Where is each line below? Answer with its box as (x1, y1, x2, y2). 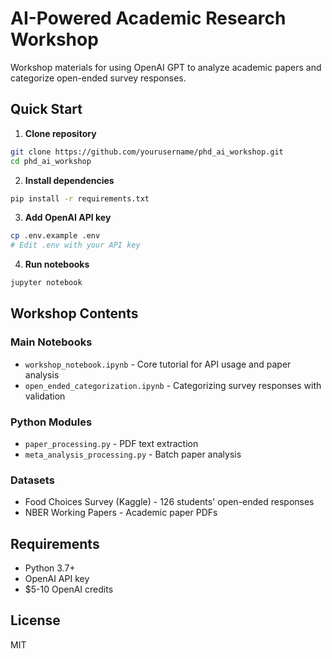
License (10, 612, 61, 629)
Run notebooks (24, 258, 90, 271)
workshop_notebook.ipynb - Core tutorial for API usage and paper (24, 358, 292, 370)
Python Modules (10, 415, 93, 429)
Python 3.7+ (24, 562, 76, 574)
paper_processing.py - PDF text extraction (24, 437, 199, 449)
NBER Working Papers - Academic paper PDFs (24, 507, 218, 519)
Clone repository (24, 127, 97, 139)
